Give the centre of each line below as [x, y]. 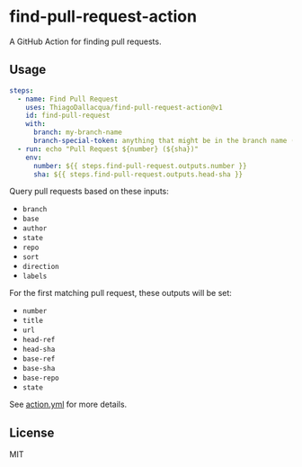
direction [41, 267]
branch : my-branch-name [78, 132]
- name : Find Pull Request [68, 99]
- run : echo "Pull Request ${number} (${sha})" [108, 149]
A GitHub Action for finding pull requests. [85, 41]
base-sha [39, 369]
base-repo [41, 378]
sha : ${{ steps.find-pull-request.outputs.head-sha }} [138, 174]
